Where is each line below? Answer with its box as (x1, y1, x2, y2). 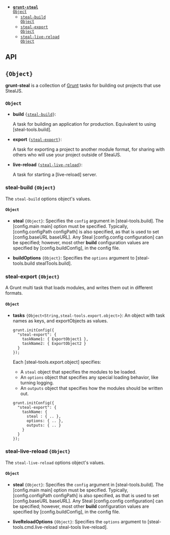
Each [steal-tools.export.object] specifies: (12, 359, 101, 365)
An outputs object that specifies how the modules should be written (20, 385, 163, 391)
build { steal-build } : (12, 111, 56, 117)
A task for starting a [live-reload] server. (12, 171, 98, 177)
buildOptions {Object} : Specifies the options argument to (12, 255, 135, 261)
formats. (5, 290, 23, 296)
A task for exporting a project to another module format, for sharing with (12, 146, 165, 152)
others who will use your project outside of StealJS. (12, 151, 122, 157)
